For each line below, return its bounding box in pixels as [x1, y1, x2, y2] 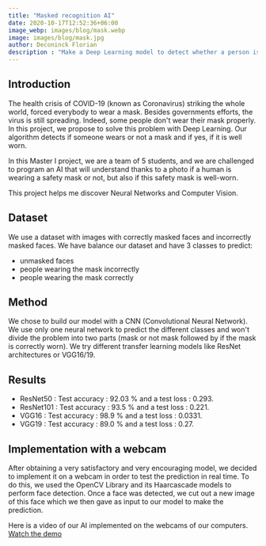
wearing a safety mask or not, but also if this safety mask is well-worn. [8, 173, 239, 182]
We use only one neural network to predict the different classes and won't [8, 325, 250, 335]
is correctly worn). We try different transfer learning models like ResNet [8, 342, 241, 351]
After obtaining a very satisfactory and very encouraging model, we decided [8, 464, 257, 473]
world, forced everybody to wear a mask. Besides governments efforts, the [8, 107, 253, 116]
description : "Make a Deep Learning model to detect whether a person [8, 48, 249, 56]
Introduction [8, 78, 71, 91]
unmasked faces [19, 256, 74, 265]
